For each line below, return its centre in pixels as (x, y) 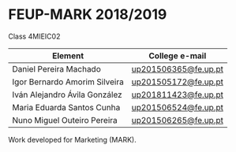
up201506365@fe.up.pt (177, 69)
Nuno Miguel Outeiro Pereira (65, 120)
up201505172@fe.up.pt (177, 82)
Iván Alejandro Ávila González (67, 95)
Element (68, 55)
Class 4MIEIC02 (34, 36)
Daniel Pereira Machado (56, 69)
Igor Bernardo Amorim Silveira (68, 82)
